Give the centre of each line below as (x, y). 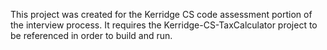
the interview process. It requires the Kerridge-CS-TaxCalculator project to (164, 25)
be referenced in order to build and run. (91, 35)
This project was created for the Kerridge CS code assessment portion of (161, 14)
